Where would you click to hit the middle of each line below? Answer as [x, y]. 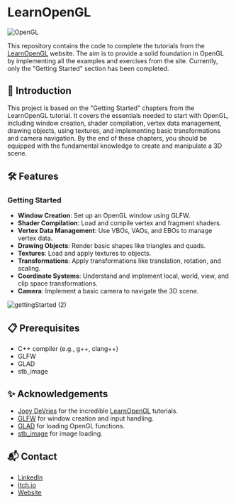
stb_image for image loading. [60, 433]
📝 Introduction [40, 91]
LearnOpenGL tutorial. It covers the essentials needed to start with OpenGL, [118, 115]
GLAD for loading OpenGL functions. [71, 426]
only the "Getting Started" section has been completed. [88, 68]
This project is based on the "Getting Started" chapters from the [101, 108]
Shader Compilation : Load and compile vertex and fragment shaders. [119, 223]
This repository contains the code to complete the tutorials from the [106, 45]
